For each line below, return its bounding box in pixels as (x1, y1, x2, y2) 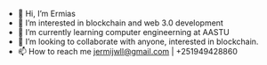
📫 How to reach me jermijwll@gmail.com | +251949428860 (17, 47, 239, 56)
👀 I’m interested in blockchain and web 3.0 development (17, 18, 224, 28)
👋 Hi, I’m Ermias (17, 9, 76, 18)
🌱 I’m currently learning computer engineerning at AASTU (17, 27, 230, 37)
